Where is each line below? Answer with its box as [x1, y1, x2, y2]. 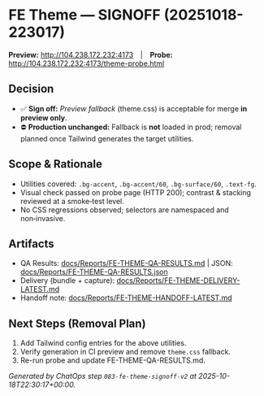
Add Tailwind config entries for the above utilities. [19, 338, 187, 348]
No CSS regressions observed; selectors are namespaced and [19, 205, 229, 215]
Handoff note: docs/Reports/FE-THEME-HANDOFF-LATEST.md [19, 293, 233, 302]
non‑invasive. [19, 213, 66, 223]
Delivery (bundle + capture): [19, 276, 115, 285]
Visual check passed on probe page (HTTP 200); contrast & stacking [19, 187, 252, 197]
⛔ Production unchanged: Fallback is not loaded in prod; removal [19, 122, 242, 132]
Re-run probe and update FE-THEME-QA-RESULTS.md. [19, 355, 206, 365]
